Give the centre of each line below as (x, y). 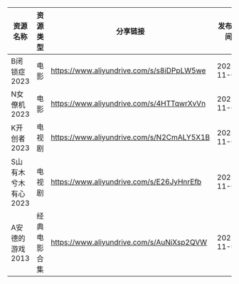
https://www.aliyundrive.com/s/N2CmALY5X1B (131, 137)
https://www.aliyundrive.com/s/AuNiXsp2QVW (129, 242)
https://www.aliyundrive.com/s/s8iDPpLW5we (128, 70)
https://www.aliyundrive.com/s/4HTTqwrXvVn (128, 104)
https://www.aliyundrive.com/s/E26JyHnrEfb (126, 182)
